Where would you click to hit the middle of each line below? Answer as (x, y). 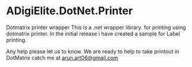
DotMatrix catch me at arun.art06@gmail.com (62, 58)
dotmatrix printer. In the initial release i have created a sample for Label (93, 33)
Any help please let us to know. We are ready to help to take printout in (93, 51)
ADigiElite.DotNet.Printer (70, 11)
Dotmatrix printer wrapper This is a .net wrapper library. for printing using (96, 27)
